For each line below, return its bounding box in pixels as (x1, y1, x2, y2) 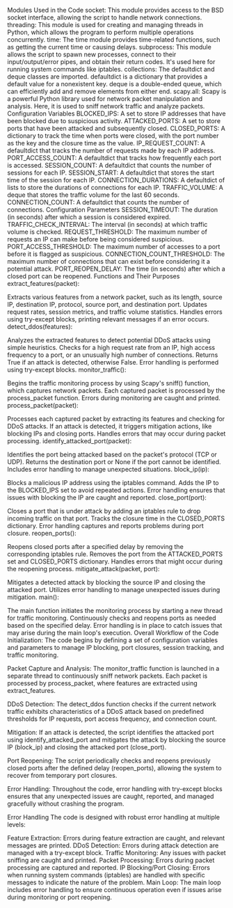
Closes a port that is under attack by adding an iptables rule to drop (7, 507, 201, 515)
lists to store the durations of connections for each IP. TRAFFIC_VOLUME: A (7, 184, 224, 191)
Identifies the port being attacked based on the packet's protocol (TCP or (7, 450, 218, 459)
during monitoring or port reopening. (7, 893, 113, 901)
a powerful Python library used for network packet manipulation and (7, 95, 203, 103)
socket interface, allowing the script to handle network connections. (7, 13, 202, 22)
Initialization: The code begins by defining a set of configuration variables (7, 636, 218, 644)
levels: (7, 820, 26, 829)
